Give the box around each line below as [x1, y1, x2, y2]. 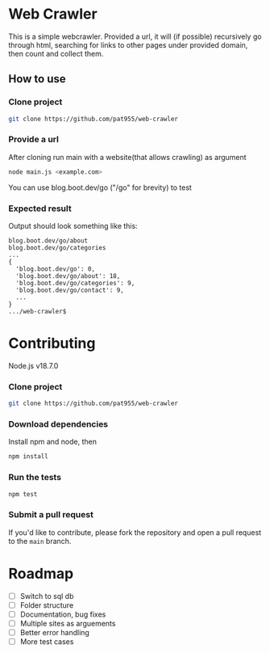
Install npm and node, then [8, 437, 97, 447]
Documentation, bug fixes [19, 609, 106, 619]
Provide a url [8, 134, 59, 145]
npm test [8, 490, 38, 498]
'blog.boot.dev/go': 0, [15, 264, 95, 273]
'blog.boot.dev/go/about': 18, [15, 272, 121, 280]
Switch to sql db [19, 591, 74, 600]
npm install [8, 453, 48, 461]
